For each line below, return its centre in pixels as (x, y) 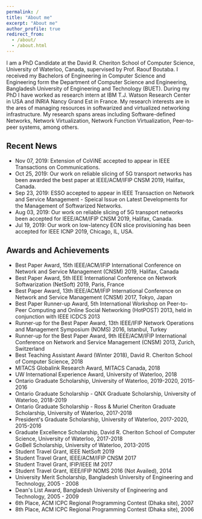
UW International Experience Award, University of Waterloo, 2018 (96, 374)
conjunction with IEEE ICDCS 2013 (58, 316)
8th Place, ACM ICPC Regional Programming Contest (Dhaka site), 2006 (104, 509)
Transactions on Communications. (58, 167)
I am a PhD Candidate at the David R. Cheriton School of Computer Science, (100, 63)
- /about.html (29, 46)
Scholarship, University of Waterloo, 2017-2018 (74, 413)
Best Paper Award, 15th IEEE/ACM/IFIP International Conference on (98, 265)
